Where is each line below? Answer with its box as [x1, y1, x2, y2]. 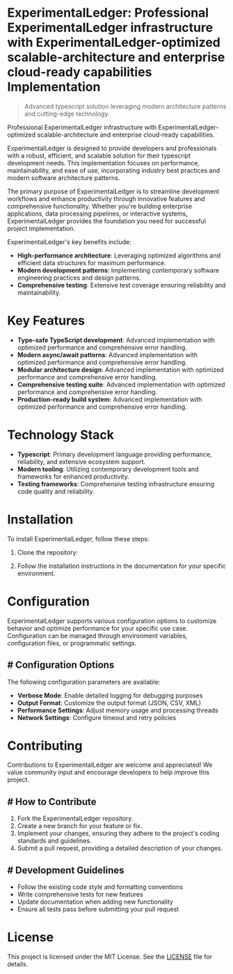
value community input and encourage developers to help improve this [7, 768, 210, 777]
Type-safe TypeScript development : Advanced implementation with [17, 336, 216, 344]
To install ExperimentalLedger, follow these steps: [7, 534, 150, 543]
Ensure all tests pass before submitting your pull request [17, 905, 179, 913]
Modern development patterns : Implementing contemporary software [17, 266, 220, 274]
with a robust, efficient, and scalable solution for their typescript [7, 151, 191, 160]
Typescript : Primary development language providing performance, [17, 450, 212, 458]
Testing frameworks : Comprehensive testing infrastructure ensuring [17, 479, 215, 488]
